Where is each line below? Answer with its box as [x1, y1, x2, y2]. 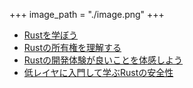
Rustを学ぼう [23, 29, 79, 41]
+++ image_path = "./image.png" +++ [9, 9, 165, 20]
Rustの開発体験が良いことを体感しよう [23, 54, 184, 66]
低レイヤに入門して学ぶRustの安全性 [23, 67, 174, 78]
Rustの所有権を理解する [23, 42, 122, 53]
